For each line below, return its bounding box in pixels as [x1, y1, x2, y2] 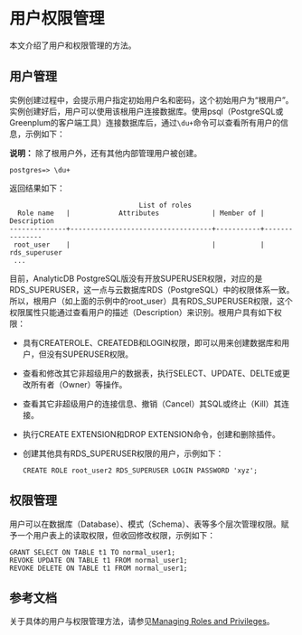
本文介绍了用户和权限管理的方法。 [9, 40, 137, 51]
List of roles [138, 201, 193, 210]
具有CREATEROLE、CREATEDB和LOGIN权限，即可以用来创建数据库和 [22, 337, 282, 348]
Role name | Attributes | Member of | [17, 209, 265, 218]
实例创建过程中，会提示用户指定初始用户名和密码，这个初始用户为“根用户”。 [9, 94, 294, 105]
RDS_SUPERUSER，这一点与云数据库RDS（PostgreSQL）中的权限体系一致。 [9, 284, 295, 294]
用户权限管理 [9, 8, 106, 29]
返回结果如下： [9, 182, 65, 193]
